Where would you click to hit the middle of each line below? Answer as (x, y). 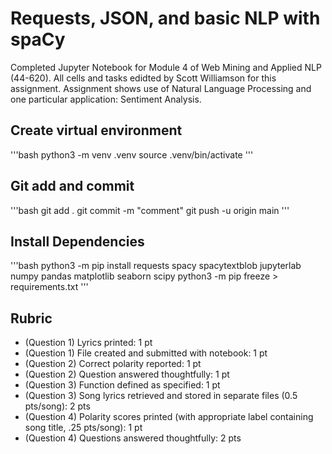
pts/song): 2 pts (57, 406)
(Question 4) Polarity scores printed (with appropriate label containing (169, 417)
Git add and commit (72, 186)
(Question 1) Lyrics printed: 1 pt (88, 343)
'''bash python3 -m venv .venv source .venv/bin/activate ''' (132, 154)
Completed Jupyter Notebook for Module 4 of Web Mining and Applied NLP (166, 67)
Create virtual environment (96, 130)
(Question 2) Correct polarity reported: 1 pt (113, 364)
